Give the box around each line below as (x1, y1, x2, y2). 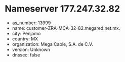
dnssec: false (12, 51, 40, 58)
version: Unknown (12, 46, 50, 52)
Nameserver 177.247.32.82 (5, 3, 120, 15)
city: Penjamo (12, 30, 41, 36)
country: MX (12, 36, 38, 42)
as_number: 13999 (12, 20, 51, 26)
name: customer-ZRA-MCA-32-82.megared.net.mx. (12, 25, 120, 31)
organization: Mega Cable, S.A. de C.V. (12, 41, 93, 47)
